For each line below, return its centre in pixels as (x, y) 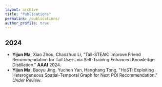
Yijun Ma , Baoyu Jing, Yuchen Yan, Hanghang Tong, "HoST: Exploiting (83, 70)
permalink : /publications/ (32, 18)
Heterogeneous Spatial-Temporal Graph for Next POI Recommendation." (85, 75)
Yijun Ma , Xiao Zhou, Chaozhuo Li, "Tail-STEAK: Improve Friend (76, 54)
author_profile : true (27, 23)
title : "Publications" (28, 14)
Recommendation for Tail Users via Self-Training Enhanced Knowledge (83, 60)
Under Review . (27, 80)
